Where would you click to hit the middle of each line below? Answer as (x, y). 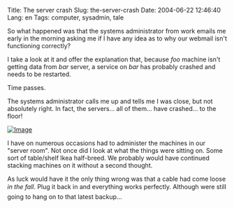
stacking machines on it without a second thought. (80, 165)
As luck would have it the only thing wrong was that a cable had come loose (117, 179)
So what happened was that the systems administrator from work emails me (117, 31)
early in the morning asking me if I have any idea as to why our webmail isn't (117, 38)
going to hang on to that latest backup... (65, 197)
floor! (15, 116)
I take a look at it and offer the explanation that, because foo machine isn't (114, 59)
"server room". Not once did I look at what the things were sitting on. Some (115, 150)
